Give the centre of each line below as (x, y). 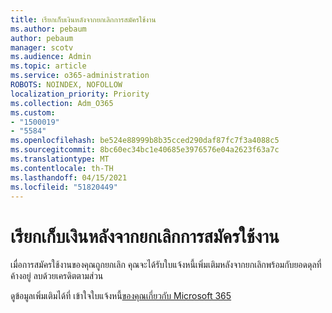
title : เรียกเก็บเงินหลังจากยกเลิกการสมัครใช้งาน (83, 19)
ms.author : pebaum (48, 29)
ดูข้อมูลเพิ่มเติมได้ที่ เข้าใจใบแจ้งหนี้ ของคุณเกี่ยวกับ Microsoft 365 (121, 296)
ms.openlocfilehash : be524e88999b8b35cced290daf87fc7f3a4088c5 (145, 141)
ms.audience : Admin (51, 57)
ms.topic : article (48, 66)
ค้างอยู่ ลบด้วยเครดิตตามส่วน (57, 276)
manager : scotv (42, 47)
